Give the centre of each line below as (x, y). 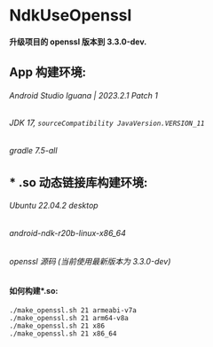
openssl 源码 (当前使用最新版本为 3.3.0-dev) (90, 262)
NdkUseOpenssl (71, 16)
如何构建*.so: (34, 291)
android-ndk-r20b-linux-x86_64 (67, 233)
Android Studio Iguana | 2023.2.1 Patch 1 (83, 95)
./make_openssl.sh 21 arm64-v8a (69, 318)
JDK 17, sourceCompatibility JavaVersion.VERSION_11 (107, 123)
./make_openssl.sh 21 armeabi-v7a (73, 310)
